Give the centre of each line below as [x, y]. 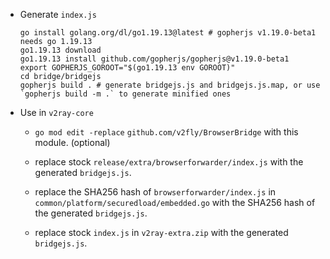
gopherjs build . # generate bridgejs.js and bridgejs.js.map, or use [170, 85]
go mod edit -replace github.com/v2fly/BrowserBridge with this [166, 132]
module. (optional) [72, 142]
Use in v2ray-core [56, 112]
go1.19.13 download [60, 50]
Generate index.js [58, 14]
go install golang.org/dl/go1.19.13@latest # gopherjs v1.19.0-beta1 [168, 33]
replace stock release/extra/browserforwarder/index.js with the [169, 162]
